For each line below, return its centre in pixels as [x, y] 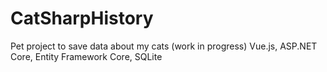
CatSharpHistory [82, 18]
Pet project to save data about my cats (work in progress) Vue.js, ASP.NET [164, 46]
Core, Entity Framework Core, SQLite [86, 56]
